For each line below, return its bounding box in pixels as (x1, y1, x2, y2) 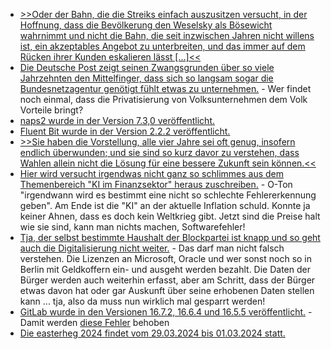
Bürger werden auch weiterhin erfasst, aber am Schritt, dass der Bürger (19, 274, 316, 286)
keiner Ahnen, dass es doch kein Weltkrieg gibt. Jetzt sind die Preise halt (19, 210, 321, 222)
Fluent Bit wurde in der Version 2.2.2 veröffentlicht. (19, 125, 231, 137)
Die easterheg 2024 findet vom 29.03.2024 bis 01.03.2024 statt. (19, 327, 286, 339)
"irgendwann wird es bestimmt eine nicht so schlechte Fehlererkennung (19, 189, 317, 201)
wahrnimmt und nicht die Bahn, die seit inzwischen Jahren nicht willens (19, 30, 315, 41)
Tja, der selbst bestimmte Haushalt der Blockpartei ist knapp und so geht (19, 232, 321, 243)
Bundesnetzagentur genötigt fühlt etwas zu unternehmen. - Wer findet (19, 83, 312, 94)
